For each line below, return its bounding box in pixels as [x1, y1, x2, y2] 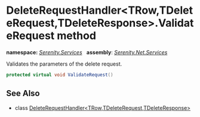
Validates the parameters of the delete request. [6, 60, 122, 67]
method [56, 29, 97, 42]
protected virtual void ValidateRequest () [6, 72, 113, 78]
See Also [6, 88, 40, 98]
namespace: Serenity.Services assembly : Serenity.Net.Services [6, 48, 168, 56]
